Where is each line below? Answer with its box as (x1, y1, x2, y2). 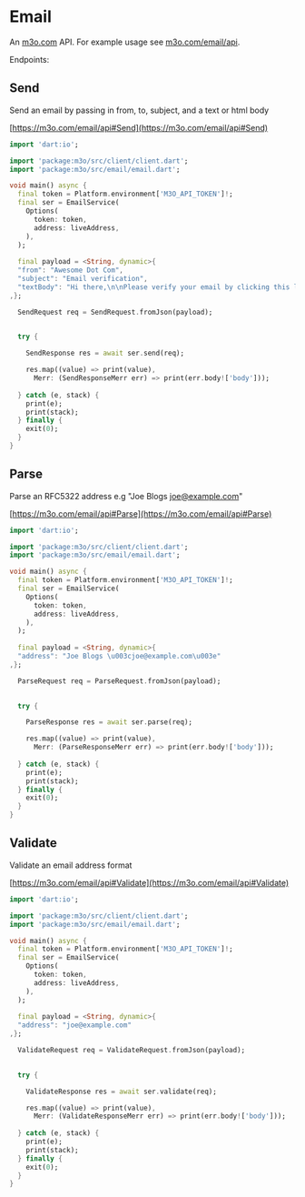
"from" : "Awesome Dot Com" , (17, 266, 124, 275)
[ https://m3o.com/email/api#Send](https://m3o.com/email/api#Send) (9, 122, 269, 133)
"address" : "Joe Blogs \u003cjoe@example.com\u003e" (17, 652, 221, 661)
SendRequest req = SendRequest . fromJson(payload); (17, 307, 213, 317)
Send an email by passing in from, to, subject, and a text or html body (9, 105, 270, 116)
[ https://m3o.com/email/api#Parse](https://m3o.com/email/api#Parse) (9, 508, 272, 519)
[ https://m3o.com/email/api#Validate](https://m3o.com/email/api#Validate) (9, 877, 290, 888)
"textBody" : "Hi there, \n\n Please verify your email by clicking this (17, 282, 290, 292)
